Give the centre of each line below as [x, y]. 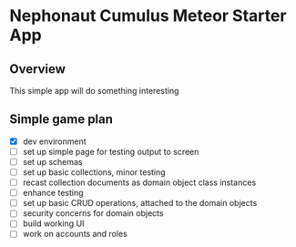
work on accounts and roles [75, 234]
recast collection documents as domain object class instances [139, 182]
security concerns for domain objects [93, 213]
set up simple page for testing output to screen [111, 151]
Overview [38, 69]
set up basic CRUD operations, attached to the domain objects [140, 203]
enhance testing [53, 193]
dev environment [54, 141]
